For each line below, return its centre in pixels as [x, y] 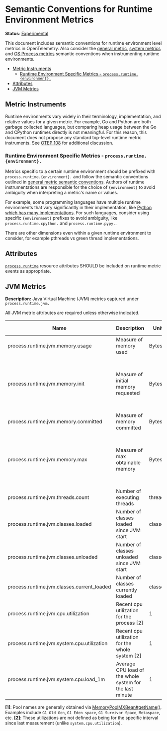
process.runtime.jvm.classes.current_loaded [59, 586]
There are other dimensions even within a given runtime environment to [78, 233]
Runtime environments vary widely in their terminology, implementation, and [83, 116]
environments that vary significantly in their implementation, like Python [79, 208]
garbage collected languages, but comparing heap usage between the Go [81, 127]
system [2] [129, 655]
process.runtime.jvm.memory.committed [55, 421]
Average [126, 663]
